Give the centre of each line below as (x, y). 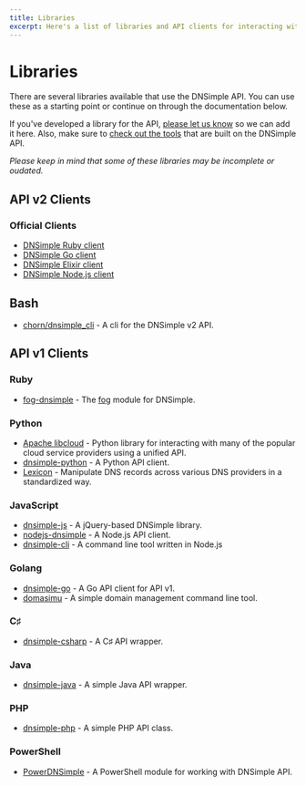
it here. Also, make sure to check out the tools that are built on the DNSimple (153, 134)
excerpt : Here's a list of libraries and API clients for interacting (146, 26)
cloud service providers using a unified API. (104, 452)
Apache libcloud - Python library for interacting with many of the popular (159, 442)
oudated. (26, 171)
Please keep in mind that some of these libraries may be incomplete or (142, 161)
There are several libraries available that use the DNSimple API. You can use (152, 97)
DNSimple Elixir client (63, 264)
